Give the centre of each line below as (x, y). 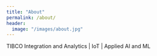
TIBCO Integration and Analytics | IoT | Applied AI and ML (78, 46)
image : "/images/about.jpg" (48, 29)
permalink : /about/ (31, 18)
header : (16, 23)
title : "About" (26, 12)
